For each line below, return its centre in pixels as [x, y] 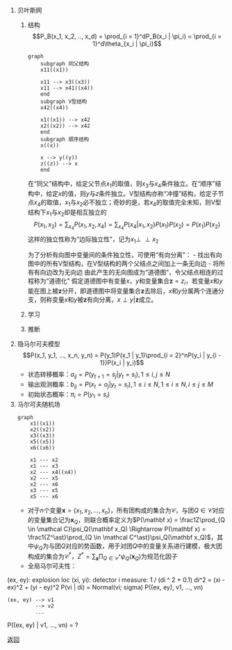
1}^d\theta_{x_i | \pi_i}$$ [127, 43]
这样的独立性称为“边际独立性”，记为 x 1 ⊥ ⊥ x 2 [93, 240]
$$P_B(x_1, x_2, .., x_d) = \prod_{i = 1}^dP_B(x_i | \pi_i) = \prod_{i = [127, 36]
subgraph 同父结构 [65, 64]
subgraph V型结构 [64, 101]
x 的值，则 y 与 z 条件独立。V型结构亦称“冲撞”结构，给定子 [138, 193]
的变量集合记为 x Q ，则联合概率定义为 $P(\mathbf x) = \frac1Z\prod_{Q [126, 521]
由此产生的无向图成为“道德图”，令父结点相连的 [151, 273]
